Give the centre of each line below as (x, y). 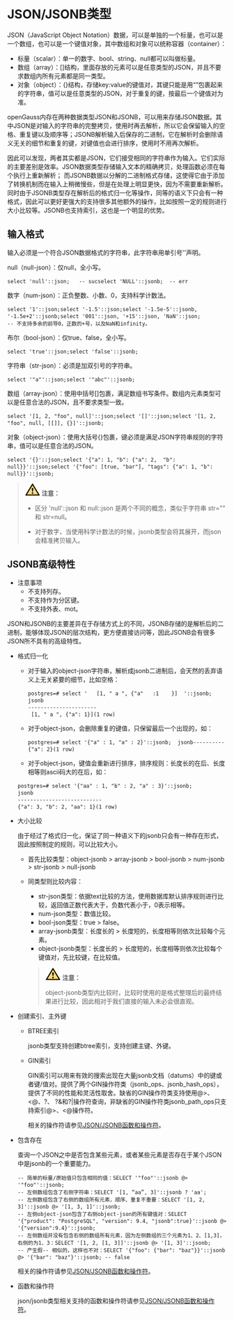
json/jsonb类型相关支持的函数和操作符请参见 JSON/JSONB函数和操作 (116, 1300)
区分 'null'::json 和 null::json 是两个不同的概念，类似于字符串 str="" (130, 508)
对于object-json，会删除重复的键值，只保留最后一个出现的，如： (120, 728)
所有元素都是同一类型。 (75, 76)
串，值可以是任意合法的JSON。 (52, 445)
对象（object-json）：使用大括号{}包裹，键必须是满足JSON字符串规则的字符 (115, 437)
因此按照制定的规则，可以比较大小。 (69, 844)
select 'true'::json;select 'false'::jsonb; (73, 352)
